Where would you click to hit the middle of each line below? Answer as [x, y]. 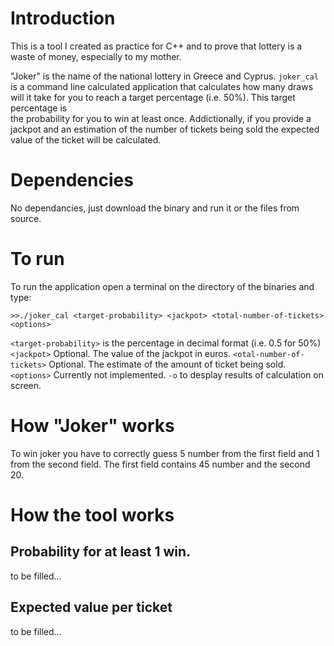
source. [26, 218]
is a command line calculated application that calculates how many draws [162, 86]
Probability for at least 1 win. [101, 552]
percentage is [39, 108]
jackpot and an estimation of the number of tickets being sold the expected [165, 129]
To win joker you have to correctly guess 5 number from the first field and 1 [165, 453]
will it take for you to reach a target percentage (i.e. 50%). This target [153, 97]
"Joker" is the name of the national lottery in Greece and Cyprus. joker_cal [164, 76]
